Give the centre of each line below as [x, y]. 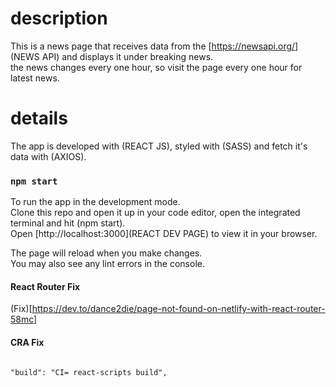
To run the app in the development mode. [95, 202]
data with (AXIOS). [48, 156]
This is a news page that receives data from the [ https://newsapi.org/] [154, 46]
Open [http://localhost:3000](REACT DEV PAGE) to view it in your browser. [164, 234]
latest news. [35, 78]
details [39, 118]
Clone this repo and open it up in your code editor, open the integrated [155, 213]
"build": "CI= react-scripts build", [89, 372]
